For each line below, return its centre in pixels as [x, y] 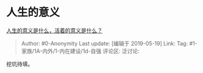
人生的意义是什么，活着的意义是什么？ [54, 30]
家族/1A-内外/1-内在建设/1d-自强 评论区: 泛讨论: [80, 51]
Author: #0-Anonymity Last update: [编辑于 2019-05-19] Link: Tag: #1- [109, 43]
